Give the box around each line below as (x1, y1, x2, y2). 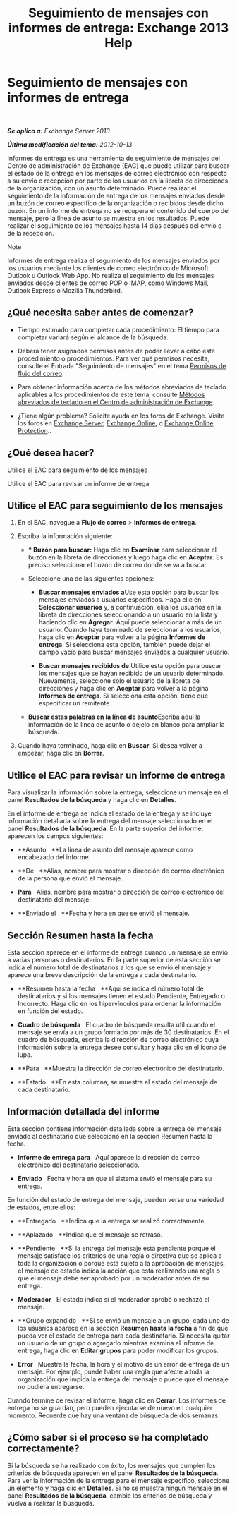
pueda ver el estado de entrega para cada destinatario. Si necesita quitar (17, 1331, 230, 1340)
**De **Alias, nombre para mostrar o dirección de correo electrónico (17, 866, 224, 876)
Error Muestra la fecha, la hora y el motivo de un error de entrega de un (17, 1359, 229, 1368)
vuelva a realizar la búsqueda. (7, 1498, 95, 1507)
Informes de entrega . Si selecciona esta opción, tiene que (38, 691, 209, 700)
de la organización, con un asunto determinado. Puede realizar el (7, 183, 197, 192)
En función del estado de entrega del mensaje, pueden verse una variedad (7, 1195, 224, 1204)
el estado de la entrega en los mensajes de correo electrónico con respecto (7, 169, 227, 177)
